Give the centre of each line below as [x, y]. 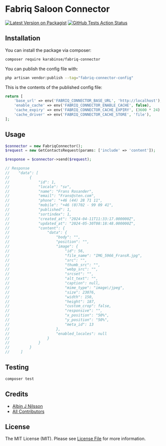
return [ [14, 96]
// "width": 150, [49, 297]
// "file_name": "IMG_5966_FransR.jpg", [74, 255]
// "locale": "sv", [38, 187]
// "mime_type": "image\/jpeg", [65, 287]
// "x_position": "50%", [57, 315]
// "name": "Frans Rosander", [49, 191]
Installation [23, 38]
